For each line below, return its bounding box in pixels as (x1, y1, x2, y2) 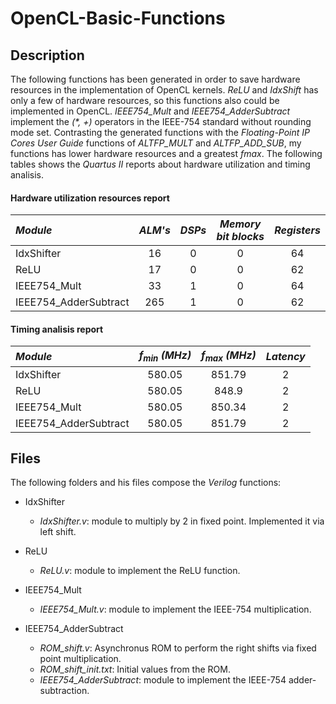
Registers (274, 223, 321, 237)
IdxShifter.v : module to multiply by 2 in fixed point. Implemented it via (39, 515, 325, 527)
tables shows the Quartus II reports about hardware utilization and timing (10, 158, 311, 170)
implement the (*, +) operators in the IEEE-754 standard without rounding (10, 116, 312, 127)
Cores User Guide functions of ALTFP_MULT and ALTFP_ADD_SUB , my (10, 137, 302, 149)
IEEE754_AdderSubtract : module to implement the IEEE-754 (39, 674, 287, 686)
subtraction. (39, 685, 90, 697)
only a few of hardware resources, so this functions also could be (10, 95, 280, 106)
